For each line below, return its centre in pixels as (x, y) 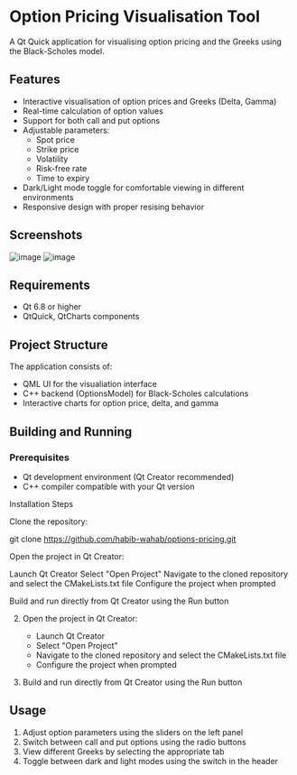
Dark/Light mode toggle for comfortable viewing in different (133, 188)
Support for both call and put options (91, 120)
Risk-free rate (61, 168)
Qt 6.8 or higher (52, 307)
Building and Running (71, 432)
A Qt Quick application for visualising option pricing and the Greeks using (146, 42)
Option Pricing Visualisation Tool (135, 17)
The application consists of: (61, 366)
